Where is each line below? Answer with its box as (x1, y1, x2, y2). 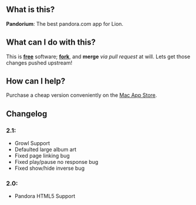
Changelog (6, 109, 48, 119)
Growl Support (14, 140, 50, 147)
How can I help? (6, 76, 66, 86)
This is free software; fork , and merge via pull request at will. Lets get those (6, 53, 191, 60)
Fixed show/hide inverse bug (14, 164, 85, 172)
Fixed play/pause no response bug (14, 159, 99, 166)
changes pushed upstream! (6, 59, 72, 66)
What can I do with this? (6, 38, 96, 48)
